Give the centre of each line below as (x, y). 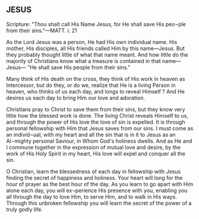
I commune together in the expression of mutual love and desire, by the (94, 147)
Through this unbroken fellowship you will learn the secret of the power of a (99, 203)
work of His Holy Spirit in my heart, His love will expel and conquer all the (96, 154)
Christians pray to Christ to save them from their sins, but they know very (96, 109)
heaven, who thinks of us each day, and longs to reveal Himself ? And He (96, 91)
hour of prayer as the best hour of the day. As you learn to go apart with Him (100, 184)
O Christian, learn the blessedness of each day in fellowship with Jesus (94, 171)
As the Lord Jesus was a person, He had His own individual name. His (92, 42)
